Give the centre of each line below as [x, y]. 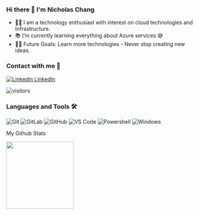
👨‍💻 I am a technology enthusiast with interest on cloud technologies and [104, 23]
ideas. [22, 51]
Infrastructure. [33, 29]
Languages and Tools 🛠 [42, 106]
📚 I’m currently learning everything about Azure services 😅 [89, 36]
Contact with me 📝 [33, 66]
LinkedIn [45, 79]
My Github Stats [26, 133]
